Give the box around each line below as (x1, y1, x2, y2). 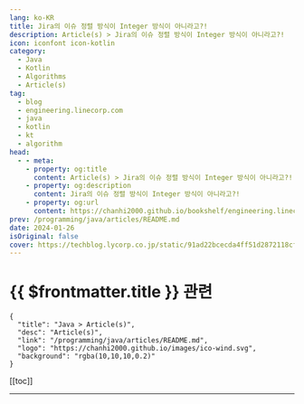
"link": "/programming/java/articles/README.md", (17, 336, 208, 345)
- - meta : (17, 155, 54, 165)
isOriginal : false (9, 231, 79, 240)
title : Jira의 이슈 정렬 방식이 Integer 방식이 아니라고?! (9, 22, 208, 31)
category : (9, 47, 47, 56)
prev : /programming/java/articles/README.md (9, 214, 180, 224)
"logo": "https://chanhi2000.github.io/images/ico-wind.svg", (17, 344, 257, 353)
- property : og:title (25, 164, 107, 174)
